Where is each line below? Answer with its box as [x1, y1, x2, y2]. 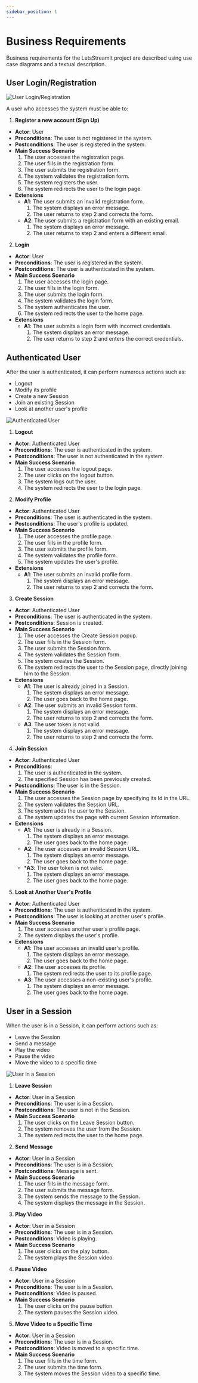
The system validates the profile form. [23, 552, 117, 559]
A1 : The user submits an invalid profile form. [23, 571, 132, 578]
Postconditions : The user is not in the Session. [14, 1106, 131, 1113]
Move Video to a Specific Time [14, 1320, 92, 1328]
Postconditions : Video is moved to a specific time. [14, 1345, 140, 1351]
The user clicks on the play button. [23, 1248, 109, 1255]
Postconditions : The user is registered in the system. [14, 141, 146, 148]
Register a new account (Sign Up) [14, 117, 100, 124]
